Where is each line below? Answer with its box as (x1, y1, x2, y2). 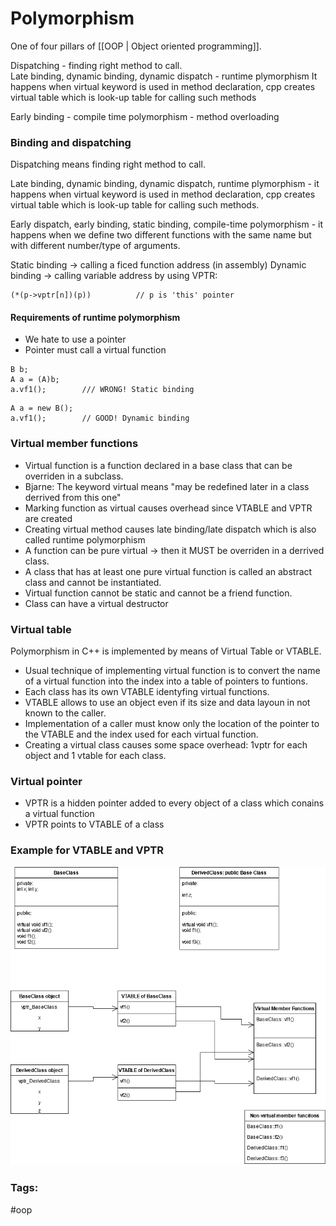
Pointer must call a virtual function (24, 344, 167, 356)
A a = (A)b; (10, 375, 60, 385)
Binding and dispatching (10, 135, 132, 149)
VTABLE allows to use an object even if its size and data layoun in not (24, 697, 311, 709)
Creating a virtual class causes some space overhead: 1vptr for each (24, 739, 308, 751)
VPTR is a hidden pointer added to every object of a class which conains (24, 797, 325, 809)
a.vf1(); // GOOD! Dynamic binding (10, 413, 190, 424)
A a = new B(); (10, 403, 74, 414)
